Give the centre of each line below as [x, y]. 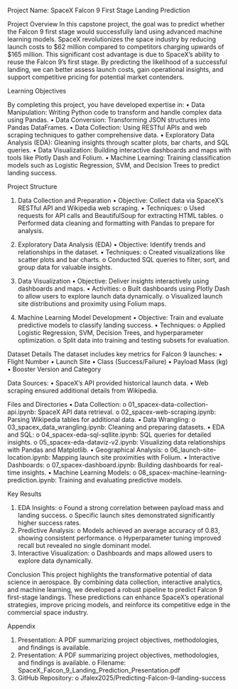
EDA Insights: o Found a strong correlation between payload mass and [120, 508]
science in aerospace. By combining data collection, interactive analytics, [115, 582]
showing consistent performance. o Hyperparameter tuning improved [119, 538]
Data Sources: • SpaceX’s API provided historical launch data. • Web [108, 383]
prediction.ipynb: [32, 480]
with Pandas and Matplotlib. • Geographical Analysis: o [88, 450]
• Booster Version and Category [54, 369]
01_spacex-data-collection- [168, 404]
